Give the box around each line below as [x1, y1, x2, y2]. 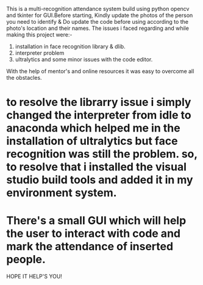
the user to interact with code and [6, 227, 181, 241]
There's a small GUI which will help [6, 214, 187, 228]
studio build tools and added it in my [6, 173, 193, 187]
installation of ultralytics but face [6, 134, 178, 148]
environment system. [6, 186, 117, 200]
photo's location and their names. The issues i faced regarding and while [6, 24, 189, 32]
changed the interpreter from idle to [6, 108, 191, 122]
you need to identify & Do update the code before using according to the [6, 18, 189, 25]
